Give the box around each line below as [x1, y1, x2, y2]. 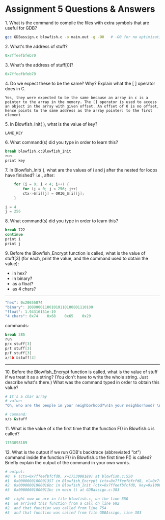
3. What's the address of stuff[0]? [5, 62, 74, 68]
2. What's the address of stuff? [5, 43, 68, 49]
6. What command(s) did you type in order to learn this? [5, 139, 118, 145]
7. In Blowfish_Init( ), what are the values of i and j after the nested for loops [5, 167, 158, 173]
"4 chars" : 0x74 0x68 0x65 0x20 [5, 314, 91, 319]
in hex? [12, 270, 27, 276]
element [5, 112, 21, 117]
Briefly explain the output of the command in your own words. [5, 459, 130, 465]
